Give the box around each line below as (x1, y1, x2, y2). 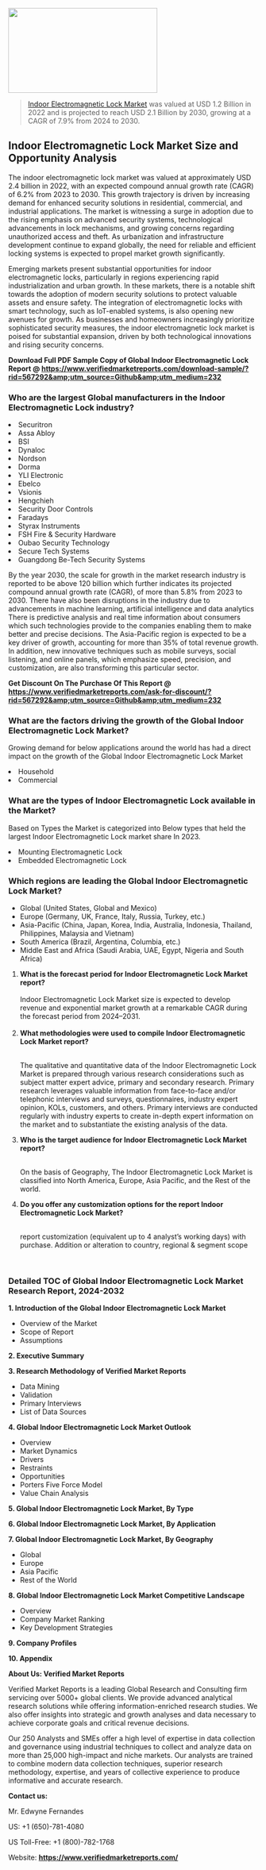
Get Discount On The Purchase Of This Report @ (8, 679, 172, 688)
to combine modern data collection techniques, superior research (8, 1759, 223, 1768)
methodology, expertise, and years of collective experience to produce (8, 1768, 241, 1777)
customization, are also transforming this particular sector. (8, 663, 199, 673)
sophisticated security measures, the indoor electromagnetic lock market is (8, 322, 256, 333)
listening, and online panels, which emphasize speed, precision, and (8, 655, 232, 665)
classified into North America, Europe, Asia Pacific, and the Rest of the (19, 1176, 251, 1185)
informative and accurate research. (8, 1776, 123, 1786)
